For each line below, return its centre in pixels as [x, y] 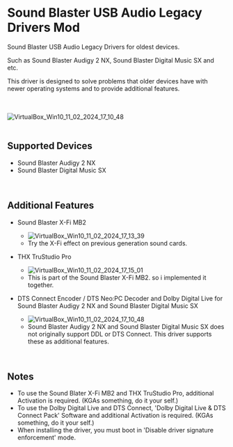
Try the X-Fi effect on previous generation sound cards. [107, 243]
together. [41, 285]
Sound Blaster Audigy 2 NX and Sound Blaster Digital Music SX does [126, 326]
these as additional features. [68, 341]
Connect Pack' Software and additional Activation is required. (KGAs [115, 416]
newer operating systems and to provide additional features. [94, 88]
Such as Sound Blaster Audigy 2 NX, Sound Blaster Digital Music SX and [111, 60]
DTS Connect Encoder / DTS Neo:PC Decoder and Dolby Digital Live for [120, 298]
